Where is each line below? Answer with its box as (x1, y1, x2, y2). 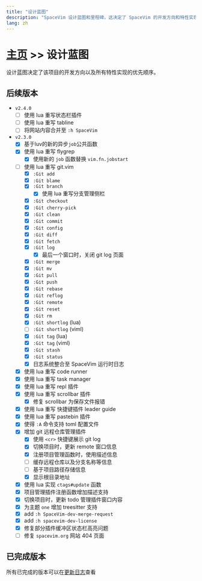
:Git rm (32, 313, 52, 319)
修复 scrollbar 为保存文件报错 (32, 398, 105, 406)
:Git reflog (32, 293, 63, 299)
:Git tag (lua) (32, 332, 68, 339)
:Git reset (32, 306, 60, 312)
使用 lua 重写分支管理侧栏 (41, 190, 105, 197)
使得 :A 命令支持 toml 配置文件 (23, 421, 99, 428)
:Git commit (32, 218, 63, 224)
